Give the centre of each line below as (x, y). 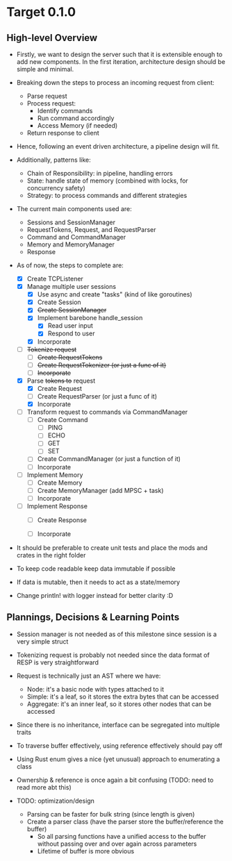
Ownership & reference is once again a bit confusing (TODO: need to (115, 780)
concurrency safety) (56, 188)
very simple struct (42, 641)
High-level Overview (52, 38)
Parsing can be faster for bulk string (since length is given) (111, 814)
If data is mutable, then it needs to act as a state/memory (98, 582)
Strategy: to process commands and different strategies (107, 195)
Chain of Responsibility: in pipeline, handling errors (100, 173)
